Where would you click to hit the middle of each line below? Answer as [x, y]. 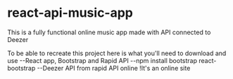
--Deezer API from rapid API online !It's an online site [114, 68]
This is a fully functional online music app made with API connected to [109, 32]
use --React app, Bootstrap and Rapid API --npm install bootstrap [102, 60]
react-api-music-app [70, 13]
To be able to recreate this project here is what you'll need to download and [117, 53]
